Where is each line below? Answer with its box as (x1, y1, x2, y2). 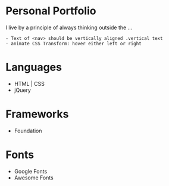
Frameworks (5, 107, 69, 121)
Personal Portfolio (5, 4, 96, 18)
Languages (5, 61, 62, 74)
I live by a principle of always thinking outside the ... (5, 24, 133, 31)
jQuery (14, 86, 31, 94)
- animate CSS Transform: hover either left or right (5, 41, 142, 46)
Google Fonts (14, 168, 48, 175)
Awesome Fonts (14, 174, 54, 181)
